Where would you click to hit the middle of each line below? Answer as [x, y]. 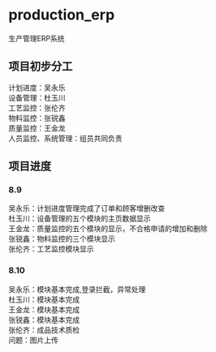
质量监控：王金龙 [37, 128]
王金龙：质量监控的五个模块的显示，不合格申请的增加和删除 [108, 229]
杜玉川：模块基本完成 [44, 299]
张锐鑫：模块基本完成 [44, 320]
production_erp [62, 15]
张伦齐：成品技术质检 [44, 329]
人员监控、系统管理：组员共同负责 [65, 138]
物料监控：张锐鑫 [37, 118]
